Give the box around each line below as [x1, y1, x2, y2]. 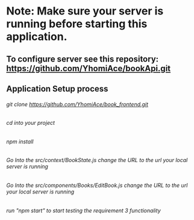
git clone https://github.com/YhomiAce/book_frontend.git [6, 101, 149, 108]
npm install [6, 137, 34, 145]
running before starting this [6, 17, 148, 31]
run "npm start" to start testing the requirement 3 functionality [6, 207, 161, 214]
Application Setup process [6, 83, 108, 94]
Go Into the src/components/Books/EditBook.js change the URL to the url [6, 182, 188, 189]
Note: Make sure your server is [6, 4, 164, 18]
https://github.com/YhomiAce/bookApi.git [6, 63, 171, 74]
